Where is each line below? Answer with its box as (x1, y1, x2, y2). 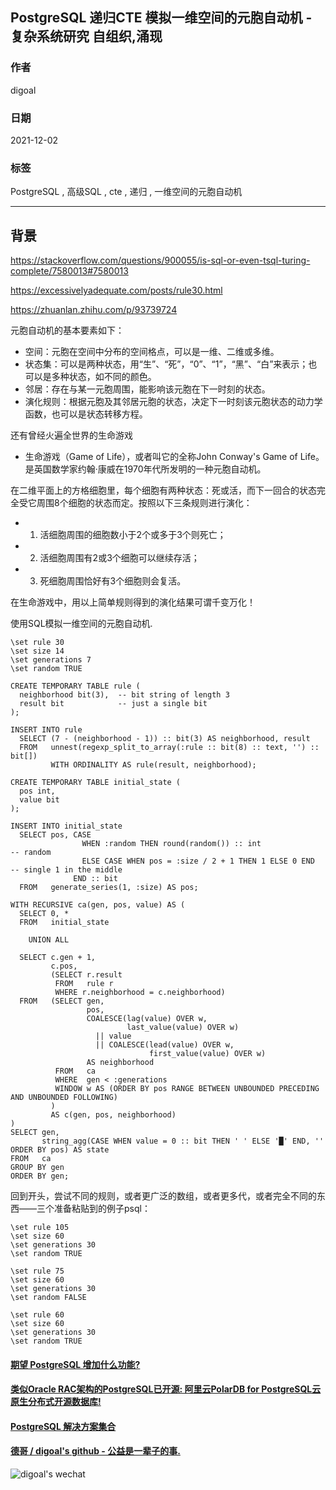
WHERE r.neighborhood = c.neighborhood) (54, 988, 226, 998)
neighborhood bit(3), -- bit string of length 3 (19, 690, 230, 700)
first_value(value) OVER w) (148, 1049, 267, 1059)
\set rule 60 (10, 1310, 65, 1320)
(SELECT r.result (50, 970, 123, 980)
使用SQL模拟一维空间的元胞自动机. (10, 618, 153, 630)
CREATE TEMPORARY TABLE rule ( (10, 681, 141, 692)
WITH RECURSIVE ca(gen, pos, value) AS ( (10, 900, 186, 910)
